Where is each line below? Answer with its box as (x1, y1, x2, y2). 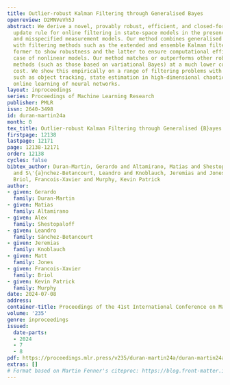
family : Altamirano (13, 208, 69, 215)
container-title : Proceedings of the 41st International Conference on (7, 303, 216, 311)
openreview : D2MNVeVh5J (7, 16, 75, 23)
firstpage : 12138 (7, 131, 57, 138)
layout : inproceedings (7, 86, 72, 93)
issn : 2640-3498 (7, 106, 53, 113)
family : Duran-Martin (13, 195, 75, 202)
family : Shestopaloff (13, 220, 75, 227)
